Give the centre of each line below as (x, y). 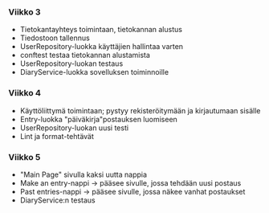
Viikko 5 (24, 157)
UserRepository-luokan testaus (71, 63)
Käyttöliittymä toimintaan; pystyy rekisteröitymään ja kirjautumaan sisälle (140, 110)
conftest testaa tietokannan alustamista (85, 55)
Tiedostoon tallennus (55, 38)
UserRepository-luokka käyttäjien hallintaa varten (101, 47)
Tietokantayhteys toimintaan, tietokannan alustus (101, 30)
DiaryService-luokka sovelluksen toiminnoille (94, 72)
